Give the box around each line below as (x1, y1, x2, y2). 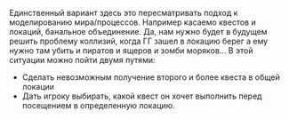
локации (21, 82, 55, 91)
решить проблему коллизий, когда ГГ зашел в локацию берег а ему (9, 36, 269, 46)
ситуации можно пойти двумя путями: (9, 55, 156, 65)
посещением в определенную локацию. (21, 100, 175, 110)
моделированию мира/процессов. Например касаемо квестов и (9, 17, 256, 28)
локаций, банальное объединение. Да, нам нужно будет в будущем (9, 27, 268, 36)
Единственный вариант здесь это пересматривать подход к (9, 8, 238, 18)
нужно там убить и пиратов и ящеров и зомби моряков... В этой (9, 45, 253, 56)
